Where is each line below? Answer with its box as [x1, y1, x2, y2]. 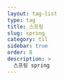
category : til [7, 36, 49, 43]
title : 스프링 [7, 23, 44, 30]
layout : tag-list [7, 10, 58, 17]
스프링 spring [13, 62, 50, 69]
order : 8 [7, 49, 33, 56]
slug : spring [7, 29, 45, 37]
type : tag [7, 17, 36, 24]
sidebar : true [7, 42, 49, 49]
